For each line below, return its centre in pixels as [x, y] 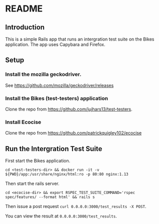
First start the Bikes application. [38, 161]
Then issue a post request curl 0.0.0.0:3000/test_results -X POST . [76, 206]
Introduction [25, 27]
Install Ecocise [23, 122]
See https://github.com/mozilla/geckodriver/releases [59, 85]
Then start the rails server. [32, 183]
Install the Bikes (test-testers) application [57, 98]
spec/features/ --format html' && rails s [50, 197]
